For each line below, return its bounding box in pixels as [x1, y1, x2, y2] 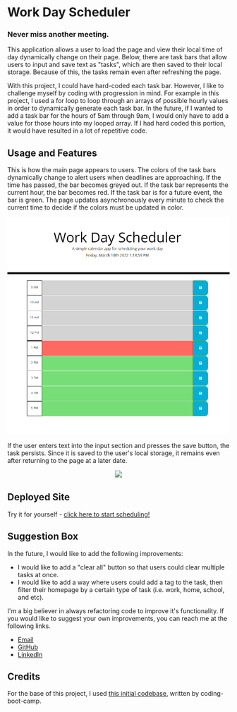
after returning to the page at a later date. [7, 457, 128, 464]
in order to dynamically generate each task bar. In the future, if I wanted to [7, 104, 224, 113]
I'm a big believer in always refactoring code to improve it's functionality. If [7, 606, 224, 615]
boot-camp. [7, 696, 42, 706]
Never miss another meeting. [7, 30, 109, 40]
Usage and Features [7, 147, 97, 159]
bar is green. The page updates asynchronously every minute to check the [7, 195, 224, 205]
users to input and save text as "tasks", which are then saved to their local [7, 61, 222, 69]
